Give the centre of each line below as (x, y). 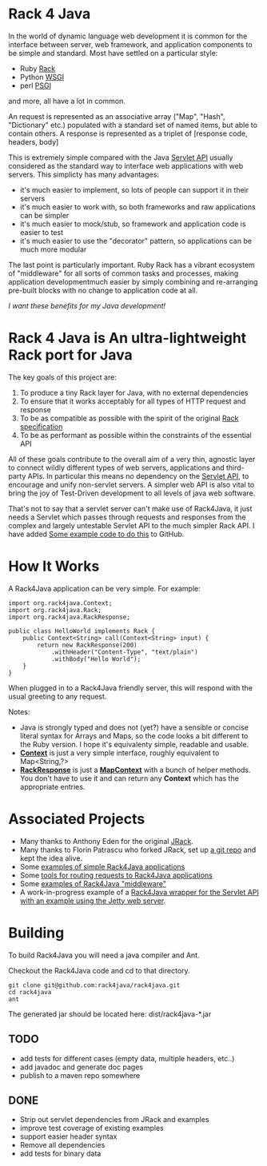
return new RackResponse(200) (87, 645)
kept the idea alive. (51, 858)
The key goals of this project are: (63, 377)
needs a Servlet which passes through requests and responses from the (127, 517)
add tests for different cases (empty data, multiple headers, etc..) (127, 1058)
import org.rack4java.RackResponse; (69, 617)
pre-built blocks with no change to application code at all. (103, 290)
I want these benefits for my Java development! (87, 305)
